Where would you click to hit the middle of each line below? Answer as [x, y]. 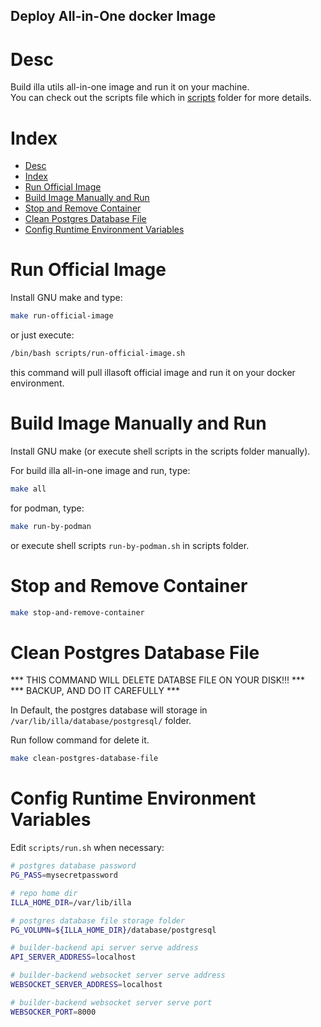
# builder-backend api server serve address [104, 948]
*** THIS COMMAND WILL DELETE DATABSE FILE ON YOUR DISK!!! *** [158, 680]
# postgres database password [73, 866]
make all [28, 489]
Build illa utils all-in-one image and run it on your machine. [130, 87]
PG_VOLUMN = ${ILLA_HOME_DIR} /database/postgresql [113, 930]
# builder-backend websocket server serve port [111, 1002]
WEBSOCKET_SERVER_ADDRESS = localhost [86, 985]
